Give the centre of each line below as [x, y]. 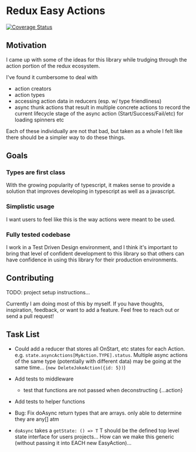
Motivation [26, 45]
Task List [23, 334]
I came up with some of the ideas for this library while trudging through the [97, 59]
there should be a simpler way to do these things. [66, 137]
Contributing [30, 278]
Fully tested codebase [38, 235]
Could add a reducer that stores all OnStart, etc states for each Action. [100, 349]
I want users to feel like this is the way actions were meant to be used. [91, 219]
